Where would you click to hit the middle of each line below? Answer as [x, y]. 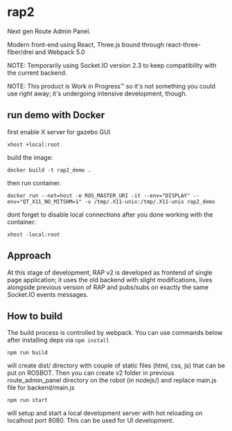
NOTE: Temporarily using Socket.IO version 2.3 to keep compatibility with [112, 65]
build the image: [30, 157]
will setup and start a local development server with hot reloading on [105, 413]
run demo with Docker [56, 115]
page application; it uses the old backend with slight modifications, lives [110, 279]
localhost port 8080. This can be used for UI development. [91, 421]
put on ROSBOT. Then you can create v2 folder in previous [91, 373]
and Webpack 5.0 [60, 52]
